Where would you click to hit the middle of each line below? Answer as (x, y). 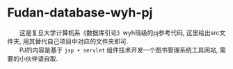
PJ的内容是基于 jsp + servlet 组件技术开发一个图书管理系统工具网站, (119, 50)
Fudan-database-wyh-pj (80, 13)
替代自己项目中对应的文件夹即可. (81, 41)
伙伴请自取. (42, 58)
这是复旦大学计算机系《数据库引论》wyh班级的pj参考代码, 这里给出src (120, 32)
